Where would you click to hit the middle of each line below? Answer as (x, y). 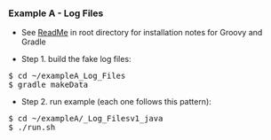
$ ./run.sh (32, 128)
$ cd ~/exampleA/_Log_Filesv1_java (86, 119)
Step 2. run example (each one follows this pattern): (116, 102)
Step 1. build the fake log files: (76, 59)
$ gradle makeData (48, 85)
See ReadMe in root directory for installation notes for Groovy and (142, 33)
